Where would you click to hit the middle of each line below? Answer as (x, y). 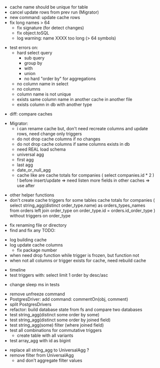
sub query (34, 58)
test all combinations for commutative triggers (56, 330)
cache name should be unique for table (49, 7)
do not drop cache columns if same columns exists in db (73, 144)
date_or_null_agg (34, 170)
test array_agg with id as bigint (40, 340)
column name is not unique (44, 94)
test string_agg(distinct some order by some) (55, 315)
